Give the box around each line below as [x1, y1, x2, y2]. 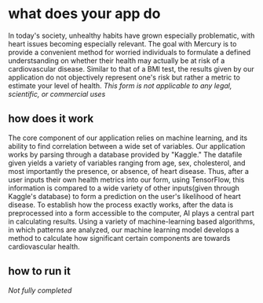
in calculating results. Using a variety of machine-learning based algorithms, [8, 216, 255, 226]
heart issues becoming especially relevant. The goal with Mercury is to [8, 39, 237, 48]
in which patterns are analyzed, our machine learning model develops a [8, 225, 239, 235]
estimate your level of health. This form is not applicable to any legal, [8, 80, 232, 91]
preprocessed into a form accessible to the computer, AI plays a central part [8, 208, 255, 217]
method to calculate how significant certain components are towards [8, 233, 231, 242]
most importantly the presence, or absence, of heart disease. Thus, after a [8, 166, 250, 176]
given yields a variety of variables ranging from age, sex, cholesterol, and [8, 158, 246, 168]
